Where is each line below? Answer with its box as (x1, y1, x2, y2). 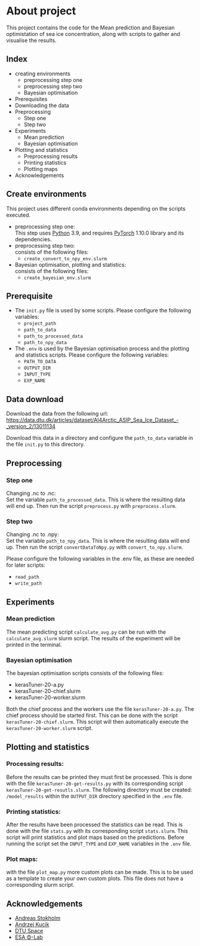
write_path (14, 580, 42, 587)
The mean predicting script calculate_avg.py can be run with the (6, 628, 166, 635)
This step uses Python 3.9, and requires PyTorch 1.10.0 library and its (14, 229, 184, 236)
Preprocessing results (23, 153, 78, 160)
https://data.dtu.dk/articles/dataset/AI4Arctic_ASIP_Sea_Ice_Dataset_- (6, 416, 179, 424)
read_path (14, 574, 40, 580)
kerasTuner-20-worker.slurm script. (6, 725, 93, 732)
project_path (23, 321, 57, 327)
